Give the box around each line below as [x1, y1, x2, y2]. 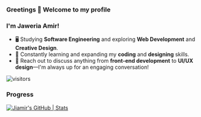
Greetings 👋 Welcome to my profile [6, 5, 111, 14]
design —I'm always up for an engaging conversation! [15, 63, 150, 71]
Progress [6, 90, 34, 99]
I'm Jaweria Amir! [6, 21, 59, 30]
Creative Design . [15, 45, 59, 52]
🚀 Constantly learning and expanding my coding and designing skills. [15, 51, 189, 58]
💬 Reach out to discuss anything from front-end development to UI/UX [15, 57, 194, 65]
